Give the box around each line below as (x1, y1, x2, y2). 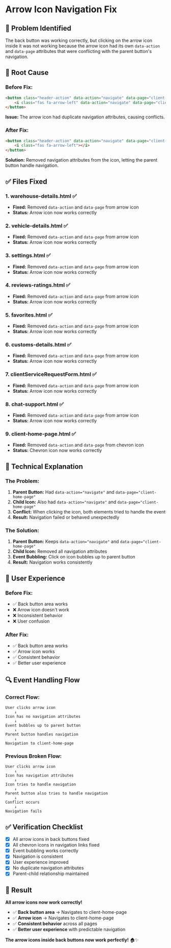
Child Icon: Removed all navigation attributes (12, 548, 107, 554)
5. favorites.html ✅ (5, 311, 53, 318)
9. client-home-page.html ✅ (5, 430, 76, 437)
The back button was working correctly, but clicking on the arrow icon (5, 37, 153, 43)
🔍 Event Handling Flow (5, 676, 80, 684)
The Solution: (5, 527, 40, 534)
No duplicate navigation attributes (12, 865, 84, 871)
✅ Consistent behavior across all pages (12, 920, 98, 927)
